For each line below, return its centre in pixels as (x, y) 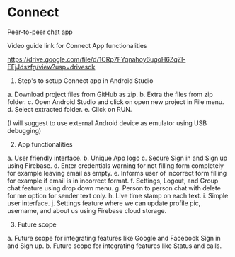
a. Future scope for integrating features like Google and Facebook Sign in (114, 238)
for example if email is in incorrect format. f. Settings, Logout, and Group (113, 181)
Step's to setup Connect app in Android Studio (85, 80)
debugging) (24, 130)
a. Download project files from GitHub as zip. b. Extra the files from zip (110, 94)
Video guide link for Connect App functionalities (77, 45)
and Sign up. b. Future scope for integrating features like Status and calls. (114, 246)
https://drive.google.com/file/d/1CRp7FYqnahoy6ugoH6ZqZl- (97, 59)
